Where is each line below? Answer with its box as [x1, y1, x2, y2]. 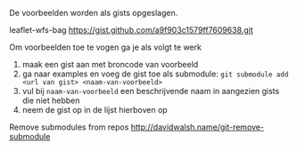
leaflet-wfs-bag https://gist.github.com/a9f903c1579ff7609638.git [9, 25, 254, 35]
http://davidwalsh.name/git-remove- [130, 122, 265, 132]
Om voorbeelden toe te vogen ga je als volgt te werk [9, 42, 202, 52]
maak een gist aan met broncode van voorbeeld [21, 59, 199, 69]
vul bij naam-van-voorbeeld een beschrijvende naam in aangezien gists [21, 86, 280, 96]
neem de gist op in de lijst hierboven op [21, 105, 168, 114]
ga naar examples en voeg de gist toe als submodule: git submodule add [21, 68, 289, 79]
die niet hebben [21, 95, 80, 106]
